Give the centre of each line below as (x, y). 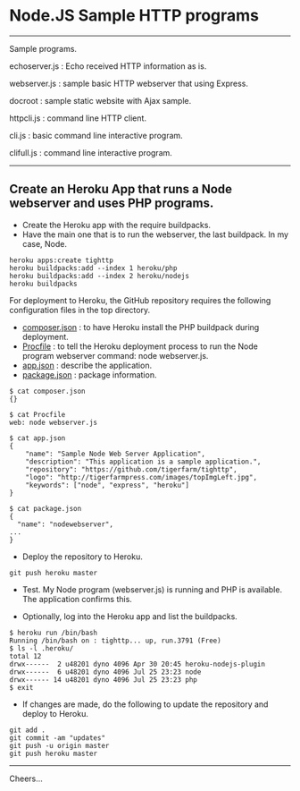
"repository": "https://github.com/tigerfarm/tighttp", (132, 469)
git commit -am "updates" (57, 738)
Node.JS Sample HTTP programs (134, 16)
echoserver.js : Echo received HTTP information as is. (108, 66)
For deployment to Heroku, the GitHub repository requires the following (140, 300)
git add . (28, 730)
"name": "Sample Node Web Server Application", (115, 454)
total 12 (25, 656)
